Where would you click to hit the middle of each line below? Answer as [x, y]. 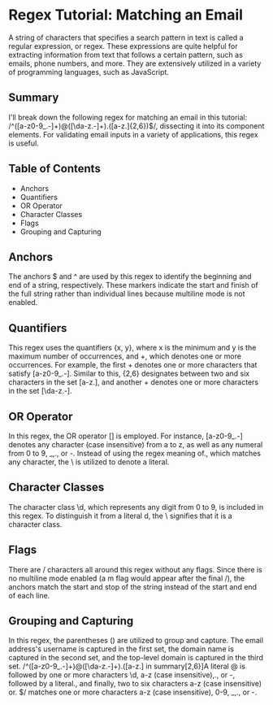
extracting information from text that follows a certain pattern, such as [126, 54]
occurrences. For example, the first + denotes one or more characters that [133, 365]
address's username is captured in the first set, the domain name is [121, 649]
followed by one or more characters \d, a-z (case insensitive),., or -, [122, 675]
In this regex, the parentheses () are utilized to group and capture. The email [136, 641]
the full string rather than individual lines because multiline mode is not [127, 294]
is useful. [24, 143]
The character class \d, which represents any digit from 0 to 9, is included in [136, 507]
